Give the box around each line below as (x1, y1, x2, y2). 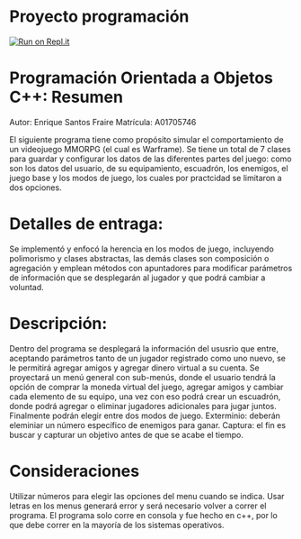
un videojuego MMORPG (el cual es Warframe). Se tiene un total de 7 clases (9, 143, 291, 154)
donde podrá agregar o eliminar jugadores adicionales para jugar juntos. (9, 400, 277, 411)
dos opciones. (9, 182, 62, 193)
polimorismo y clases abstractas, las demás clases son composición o (9, 252, 270, 263)
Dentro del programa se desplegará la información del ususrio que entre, (9, 343, 279, 353)
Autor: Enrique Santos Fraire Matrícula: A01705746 (9, 116, 197, 127)
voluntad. (9, 281, 45, 292)
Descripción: (9, 314, 108, 333)
